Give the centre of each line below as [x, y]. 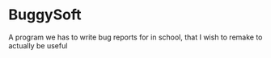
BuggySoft [45, 15]
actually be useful [38, 45]
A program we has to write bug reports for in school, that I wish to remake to [135, 37]
